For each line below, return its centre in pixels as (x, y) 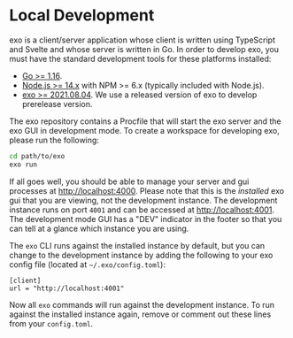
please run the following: (54, 140)
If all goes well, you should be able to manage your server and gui (129, 181)
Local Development (82, 15)
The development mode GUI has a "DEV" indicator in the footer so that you (146, 219)
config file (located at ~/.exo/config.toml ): (88, 264)
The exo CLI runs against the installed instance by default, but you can (137, 245)
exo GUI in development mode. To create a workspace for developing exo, (145, 130)
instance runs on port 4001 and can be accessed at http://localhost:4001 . (142, 210)
